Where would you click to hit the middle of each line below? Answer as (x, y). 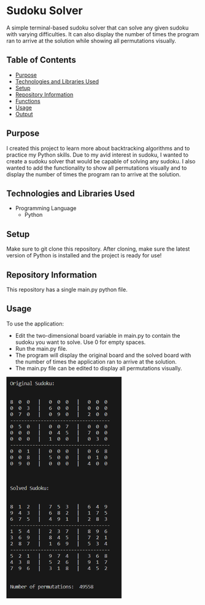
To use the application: (35, 324)
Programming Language (46, 208)
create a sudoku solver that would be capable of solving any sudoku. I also (101, 161)
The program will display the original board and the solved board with (103, 355)
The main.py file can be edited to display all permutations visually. (99, 368)
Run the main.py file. (41, 348)
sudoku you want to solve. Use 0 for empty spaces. (80, 342)
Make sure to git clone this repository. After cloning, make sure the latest (98, 249)
